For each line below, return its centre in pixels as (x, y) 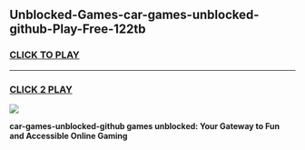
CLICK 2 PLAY (41, 89)
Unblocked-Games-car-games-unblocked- (134, 15)
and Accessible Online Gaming (69, 135)
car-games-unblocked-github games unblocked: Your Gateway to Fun (144, 125)
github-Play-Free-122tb (78, 30)
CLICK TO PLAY (44, 55)
